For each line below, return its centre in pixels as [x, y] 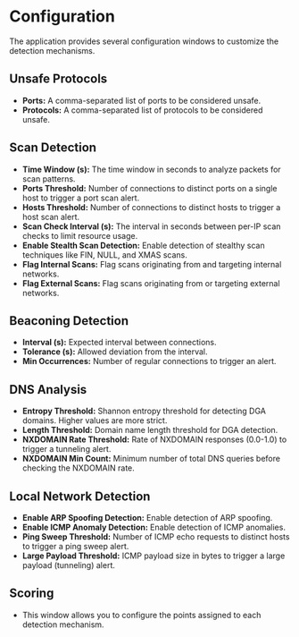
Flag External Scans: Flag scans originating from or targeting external [151, 283]
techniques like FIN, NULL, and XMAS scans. [104, 255]
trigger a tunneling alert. [66, 449]
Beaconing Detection [69, 321]
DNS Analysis [48, 390]
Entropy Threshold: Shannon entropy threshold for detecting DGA [144, 411]
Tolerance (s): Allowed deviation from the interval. [115, 352]
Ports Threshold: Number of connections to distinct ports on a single [149, 188]
